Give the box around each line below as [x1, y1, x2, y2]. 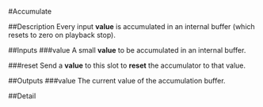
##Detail [8, 91, 36, 101]
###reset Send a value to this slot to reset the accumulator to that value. [8, 61, 246, 70]
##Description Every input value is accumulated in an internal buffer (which [8, 22, 255, 31]
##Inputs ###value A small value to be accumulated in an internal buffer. [8, 46, 246, 54]
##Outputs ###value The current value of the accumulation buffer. [8, 76, 226, 85]
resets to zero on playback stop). [8, 31, 116, 39]
